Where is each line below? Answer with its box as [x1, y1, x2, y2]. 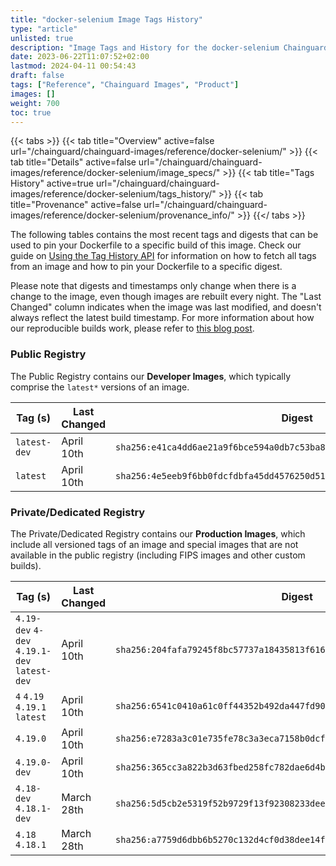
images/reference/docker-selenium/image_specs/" [10, 167, 221, 179]
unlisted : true [10, 33, 74, 43]
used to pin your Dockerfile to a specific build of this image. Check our [10, 239, 302, 251]
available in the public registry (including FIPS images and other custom [10, 549, 306, 561]
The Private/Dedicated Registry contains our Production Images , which [10, 527, 306, 540]
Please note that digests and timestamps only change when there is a [10, 280, 297, 292]
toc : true [10, 107, 52, 118]
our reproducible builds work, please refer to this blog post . [10, 322, 255, 335]
